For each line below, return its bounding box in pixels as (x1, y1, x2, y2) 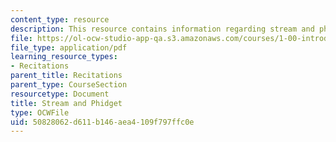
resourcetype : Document (10, 89, 110, 99)
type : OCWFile (10, 107, 70, 118)
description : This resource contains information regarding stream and (10, 24, 315, 34)
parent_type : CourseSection (10, 80, 128, 90)
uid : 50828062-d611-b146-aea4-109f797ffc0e (10, 117, 195, 127)
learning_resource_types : (10, 52, 118, 62)
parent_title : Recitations (10, 71, 123, 81)
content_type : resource (10, 14, 110, 25)
